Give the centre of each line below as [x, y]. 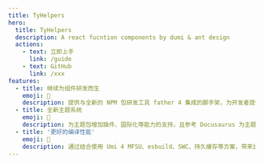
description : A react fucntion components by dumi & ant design [123, 37]
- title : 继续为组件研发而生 [57, 88]
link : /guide [50, 60]
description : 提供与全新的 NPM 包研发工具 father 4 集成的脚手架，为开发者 [136, 103]
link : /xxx [47, 74]
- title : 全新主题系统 [49, 110]
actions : [29, 45]
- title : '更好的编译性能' [55, 132]
